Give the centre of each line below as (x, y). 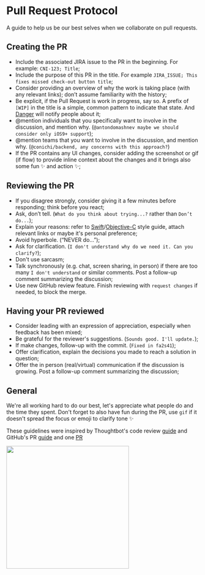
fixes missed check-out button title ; (64, 81)
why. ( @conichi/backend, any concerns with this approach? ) (92, 146)
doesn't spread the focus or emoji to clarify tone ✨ (70, 419)
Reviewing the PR (40, 186)
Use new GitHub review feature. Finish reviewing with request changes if (106, 285)
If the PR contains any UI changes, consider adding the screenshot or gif (107, 153)
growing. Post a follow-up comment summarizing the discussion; (97, 371)
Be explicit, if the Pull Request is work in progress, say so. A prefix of (102, 101)
